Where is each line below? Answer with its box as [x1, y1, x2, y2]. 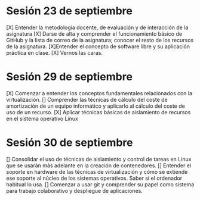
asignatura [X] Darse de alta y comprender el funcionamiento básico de [6, 30, 183, 37]
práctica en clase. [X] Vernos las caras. [6, 49, 103, 56]
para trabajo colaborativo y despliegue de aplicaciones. [6, 187, 143, 194]
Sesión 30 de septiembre [6, 136, 133, 149]
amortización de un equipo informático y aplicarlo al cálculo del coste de [6, 102, 185, 110]
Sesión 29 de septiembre [6, 70, 133, 84]
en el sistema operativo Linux [6, 115, 79, 122]
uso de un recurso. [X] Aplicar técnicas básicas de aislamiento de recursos [6, 108, 191, 115]
